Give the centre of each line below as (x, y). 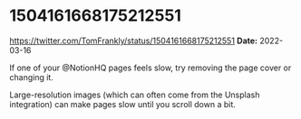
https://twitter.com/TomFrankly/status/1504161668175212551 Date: (134, 41)
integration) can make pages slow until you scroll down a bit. (122, 104)
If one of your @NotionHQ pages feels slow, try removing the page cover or (150, 68)
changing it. (32, 77)
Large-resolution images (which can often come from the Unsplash (135, 95)
